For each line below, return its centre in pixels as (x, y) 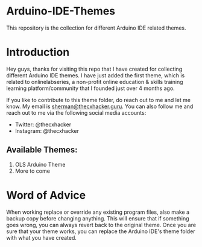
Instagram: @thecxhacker (47, 130)
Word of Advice (46, 195)
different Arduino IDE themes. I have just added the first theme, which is (96, 75)
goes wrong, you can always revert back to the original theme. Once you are (101, 225)
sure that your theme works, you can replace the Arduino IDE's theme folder (101, 231)
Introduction (38, 52)
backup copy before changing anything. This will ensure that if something (98, 218)
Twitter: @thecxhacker (43, 124)
